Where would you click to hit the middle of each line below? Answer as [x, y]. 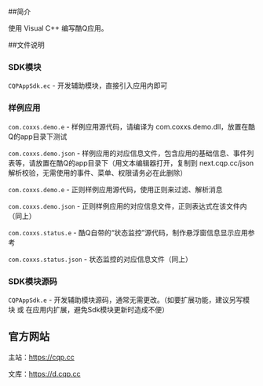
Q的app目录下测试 [38, 137]
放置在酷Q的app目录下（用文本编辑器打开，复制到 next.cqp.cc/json [144, 162]
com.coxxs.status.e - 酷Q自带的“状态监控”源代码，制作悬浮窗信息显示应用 [128, 232]
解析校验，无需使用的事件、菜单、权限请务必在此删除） [97, 173]
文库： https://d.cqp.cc [44, 373]
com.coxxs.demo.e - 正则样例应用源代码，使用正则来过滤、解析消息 [115, 189]
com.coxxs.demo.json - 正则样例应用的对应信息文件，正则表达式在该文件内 [128, 206]
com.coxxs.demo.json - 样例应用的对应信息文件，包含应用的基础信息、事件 [128, 153]
